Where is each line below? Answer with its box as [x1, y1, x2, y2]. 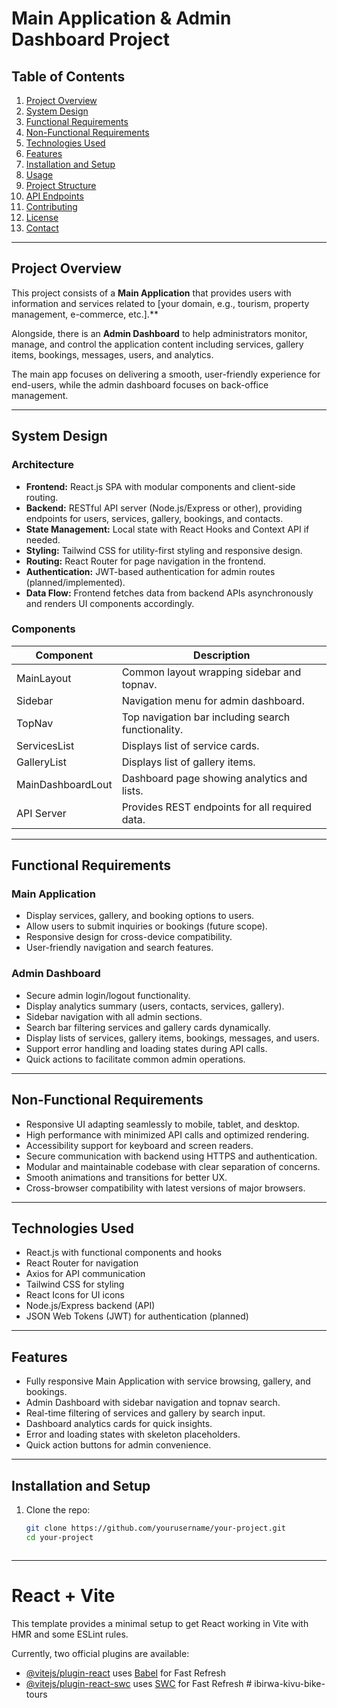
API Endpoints [25, 190, 84, 202]
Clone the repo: [25, 1504, 91, 1516]
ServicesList [16, 738, 75, 752]
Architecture [11, 458, 75, 472]
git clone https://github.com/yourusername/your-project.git [25, 1523, 287, 1534]
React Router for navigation [25, 1257, 139, 1269]
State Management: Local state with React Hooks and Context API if [25, 523, 310, 535]
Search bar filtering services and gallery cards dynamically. [25, 1021, 271, 1033]
